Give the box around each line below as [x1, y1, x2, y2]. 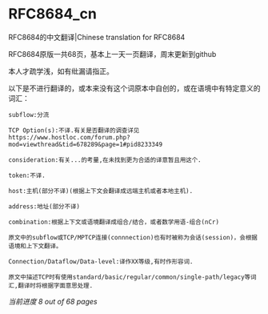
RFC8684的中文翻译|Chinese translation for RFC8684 [8, 32, 186, 42]
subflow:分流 [8, 111, 50, 119]
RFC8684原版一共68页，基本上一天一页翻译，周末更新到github [8, 49, 217, 58]
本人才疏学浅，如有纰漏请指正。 [8, 66, 114, 76]
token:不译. [8, 171, 46, 179]
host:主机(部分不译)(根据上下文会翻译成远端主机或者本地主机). [8, 187, 194, 195]
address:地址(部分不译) [8, 202, 80, 211]
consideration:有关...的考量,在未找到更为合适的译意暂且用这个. [8, 155, 202, 164]
